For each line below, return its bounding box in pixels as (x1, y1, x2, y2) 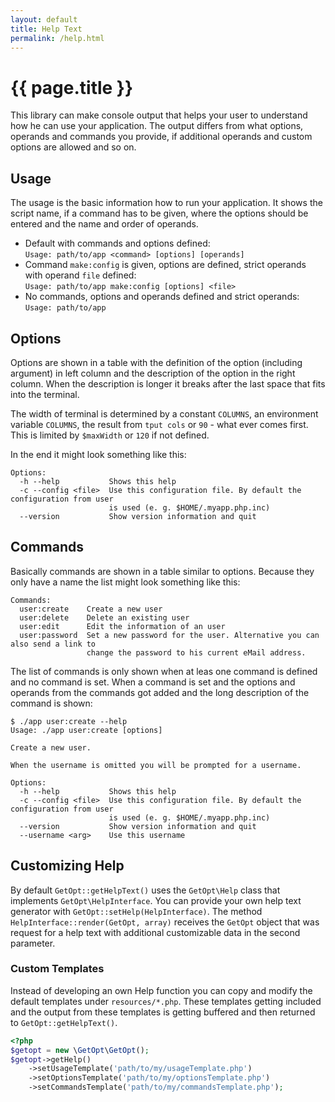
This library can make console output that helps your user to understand (10, 109, 308, 121)
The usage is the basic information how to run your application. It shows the (10, 197, 323, 209)
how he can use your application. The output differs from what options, (10, 120, 304, 132)
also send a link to (10, 639, 97, 649)
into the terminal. (10, 388, 80, 400)
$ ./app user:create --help (10, 716, 128, 726)
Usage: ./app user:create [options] (10, 725, 163, 735)
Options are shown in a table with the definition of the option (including (10, 356, 303, 368)
